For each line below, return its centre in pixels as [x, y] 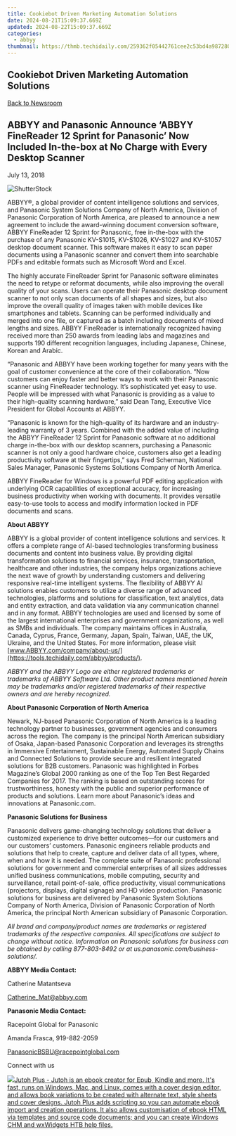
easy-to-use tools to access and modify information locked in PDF [103, 503]
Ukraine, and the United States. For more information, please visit [102, 643]
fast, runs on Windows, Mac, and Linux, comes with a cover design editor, [114, 1087]
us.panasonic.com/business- [176, 949]
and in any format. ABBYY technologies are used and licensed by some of [114, 613]
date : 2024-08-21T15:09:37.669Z [54, 20]
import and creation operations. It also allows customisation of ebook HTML [117, 1109]
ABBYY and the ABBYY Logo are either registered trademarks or [101, 671]
